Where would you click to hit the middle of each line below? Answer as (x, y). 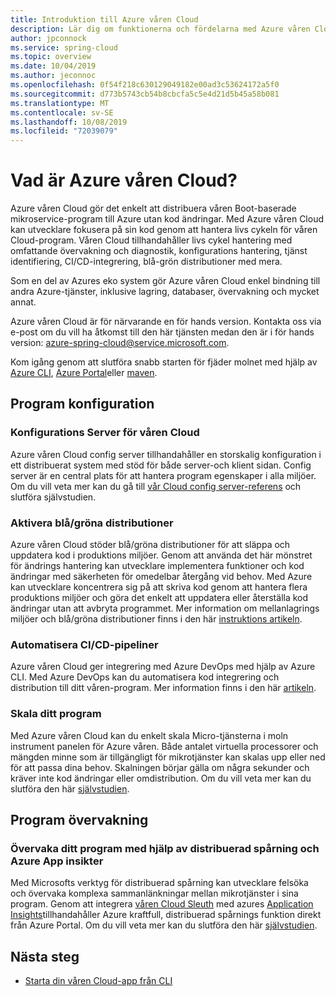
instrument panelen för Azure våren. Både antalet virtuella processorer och (164, 746)
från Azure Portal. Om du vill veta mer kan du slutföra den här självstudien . (164, 925)
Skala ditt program (56, 714)
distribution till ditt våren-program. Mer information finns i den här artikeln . (163, 688)
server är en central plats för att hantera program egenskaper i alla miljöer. (163, 475)
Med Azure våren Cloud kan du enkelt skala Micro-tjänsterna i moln (149, 735)
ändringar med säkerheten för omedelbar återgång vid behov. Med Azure (161, 577)
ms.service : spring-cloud (64, 47)
